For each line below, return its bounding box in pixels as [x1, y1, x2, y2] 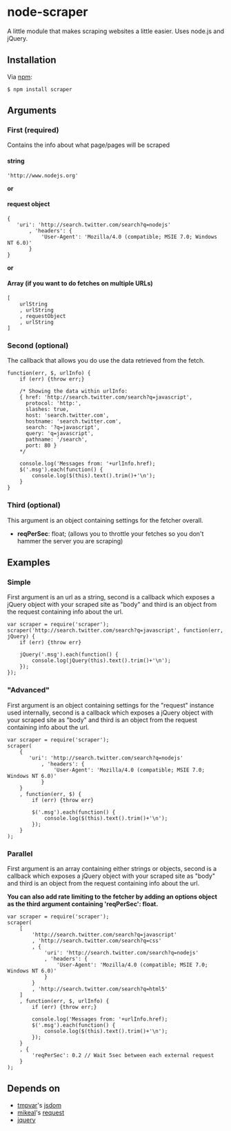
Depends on [7, 1083, 61, 1094]
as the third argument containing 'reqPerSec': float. [7, 899, 159, 908]
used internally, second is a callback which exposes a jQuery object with [7, 708, 214, 717]
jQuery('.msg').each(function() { [19, 651, 119, 659]
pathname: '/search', [25, 436, 88, 443]
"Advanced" [7, 685, 50, 695]
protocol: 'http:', [25, 400, 81, 407]
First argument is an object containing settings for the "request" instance [7, 701, 214, 709]
